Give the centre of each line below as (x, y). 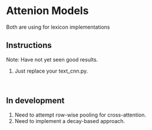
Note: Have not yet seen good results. (52, 59)
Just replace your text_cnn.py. (51, 71)
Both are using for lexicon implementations (58, 27)
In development (35, 101)
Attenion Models (47, 11)
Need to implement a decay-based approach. (70, 121)
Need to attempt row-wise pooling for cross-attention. (80, 115)
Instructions (29, 45)
